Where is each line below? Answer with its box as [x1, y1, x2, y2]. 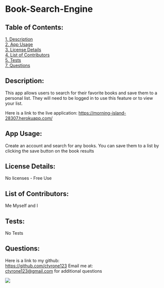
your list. [5, 100, 23, 106]
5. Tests [5, 57, 21, 63]
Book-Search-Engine [5, 3, 93, 15]
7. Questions [5, 63, 31, 68]
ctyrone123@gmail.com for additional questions [5, 268, 102, 274]
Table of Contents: [5, 23, 64, 32]
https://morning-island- [78, 110, 126, 116]
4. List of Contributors [5, 52, 50, 58]
